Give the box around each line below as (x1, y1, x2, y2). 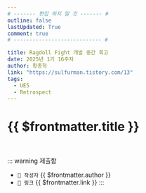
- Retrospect (13, 89, 52, 96)
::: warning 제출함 (7, 156, 57, 166)
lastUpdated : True (7, 23, 61, 30)
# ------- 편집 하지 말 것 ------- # (7, 10, 109, 18)
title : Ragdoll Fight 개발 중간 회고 (7, 49, 109, 56)
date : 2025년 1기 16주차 (7, 56, 74, 63)
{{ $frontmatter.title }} (7, 119, 140, 135)
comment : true (7, 30, 49, 37)
